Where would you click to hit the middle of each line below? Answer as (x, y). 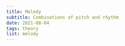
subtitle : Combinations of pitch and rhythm (62, 17)
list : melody (22, 34)
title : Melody (24, 12)
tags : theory (22, 28)
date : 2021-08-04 (28, 23)
